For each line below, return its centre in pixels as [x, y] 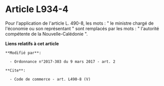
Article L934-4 [37, 9]
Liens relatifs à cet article [32, 43]
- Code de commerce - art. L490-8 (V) [50, 79]
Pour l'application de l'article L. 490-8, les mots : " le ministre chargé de [79, 23]
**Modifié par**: [23, 53]
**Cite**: [16, 70]
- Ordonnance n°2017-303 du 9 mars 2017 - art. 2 [62, 61]
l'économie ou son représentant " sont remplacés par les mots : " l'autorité [82, 28]
